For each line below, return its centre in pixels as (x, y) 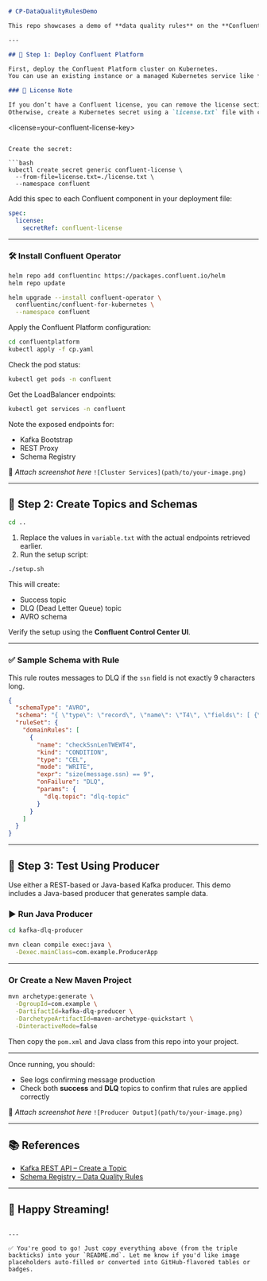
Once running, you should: (52, 1064)
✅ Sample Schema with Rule (64, 660)
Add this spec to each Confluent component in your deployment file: (120, 198)
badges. (21, 1269)
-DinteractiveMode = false (56, 1026)
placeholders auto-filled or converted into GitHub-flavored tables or (129, 1263)
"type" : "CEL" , (62, 759)
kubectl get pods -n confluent (60, 379)
